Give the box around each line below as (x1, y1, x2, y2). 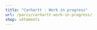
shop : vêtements (5, 17, 40, 22)
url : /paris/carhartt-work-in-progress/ (5, 12, 93, 17)
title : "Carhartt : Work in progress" (5, 7, 88, 13)
